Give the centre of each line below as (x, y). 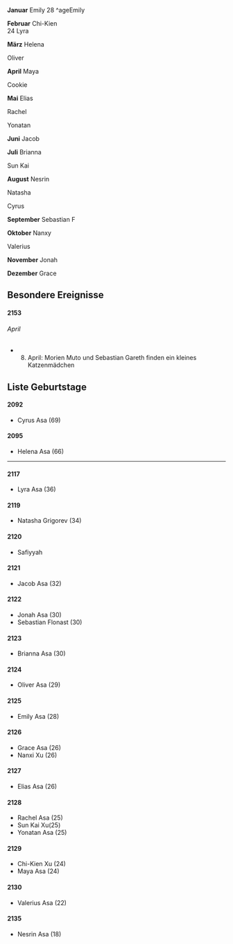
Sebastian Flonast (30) (50, 622)
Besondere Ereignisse (55, 295)
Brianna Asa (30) (41, 653)
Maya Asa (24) (38, 871)
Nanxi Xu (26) (37, 755)
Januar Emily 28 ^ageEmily (46, 10)
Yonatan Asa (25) (42, 833)
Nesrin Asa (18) (39, 934)
